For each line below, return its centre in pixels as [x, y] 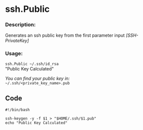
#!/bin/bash [17, 110]
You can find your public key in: [37, 78]
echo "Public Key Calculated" [36, 123]
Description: [20, 25]
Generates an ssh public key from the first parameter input [65, 35]
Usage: [14, 54]
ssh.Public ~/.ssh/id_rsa [32, 64]
